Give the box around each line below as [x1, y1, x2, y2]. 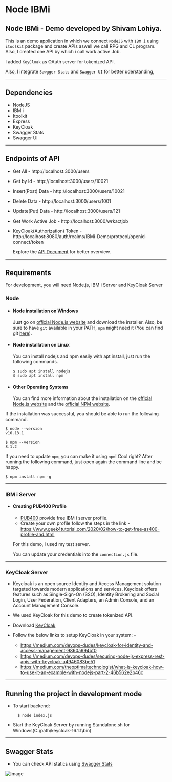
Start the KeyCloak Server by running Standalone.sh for [12, 722, 130, 728]
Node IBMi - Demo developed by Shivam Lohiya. [5, 24, 162, 33]
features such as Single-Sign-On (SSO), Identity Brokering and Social [12, 591, 159, 597]
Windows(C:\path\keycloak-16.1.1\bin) [12, 728, 92, 734]
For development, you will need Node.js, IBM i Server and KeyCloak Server [5, 282, 163, 288]
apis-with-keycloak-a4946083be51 [20, 659, 95, 665]
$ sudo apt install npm [12, 373, 64, 378]
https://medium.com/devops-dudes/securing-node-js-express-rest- [20, 653, 165, 659]
